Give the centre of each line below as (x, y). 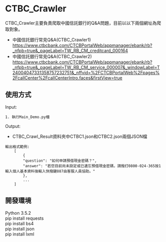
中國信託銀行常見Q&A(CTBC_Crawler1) (52, 40)
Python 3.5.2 (18, 213)
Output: (13, 126)
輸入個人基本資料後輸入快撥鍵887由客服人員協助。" (50, 171)
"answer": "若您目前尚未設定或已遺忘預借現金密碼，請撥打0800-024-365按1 (92, 166)
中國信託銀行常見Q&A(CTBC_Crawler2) (52, 56)
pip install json (20, 229)
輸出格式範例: (17, 147)
